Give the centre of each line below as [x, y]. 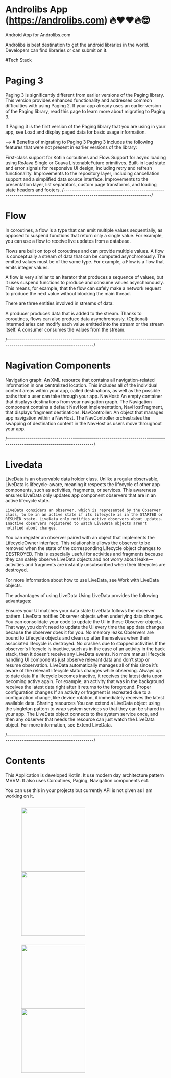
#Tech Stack [19, 60]
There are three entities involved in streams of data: [59, 303]
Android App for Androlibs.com [38, 35]
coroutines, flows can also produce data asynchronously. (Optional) [77, 319]
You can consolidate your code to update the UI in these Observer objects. [84, 621]
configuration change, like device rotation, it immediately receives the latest [85, 697]
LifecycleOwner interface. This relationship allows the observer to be [78, 543]
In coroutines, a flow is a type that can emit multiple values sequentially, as [84, 230]
